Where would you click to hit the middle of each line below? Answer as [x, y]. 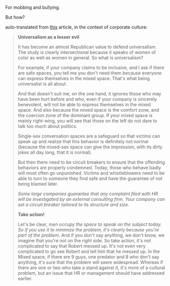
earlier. [25, 278]
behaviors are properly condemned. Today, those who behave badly [89, 167]
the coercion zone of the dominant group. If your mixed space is [85, 115]
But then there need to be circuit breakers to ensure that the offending [91, 162]
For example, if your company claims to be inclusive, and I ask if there [91, 68]
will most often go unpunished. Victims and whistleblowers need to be [91, 173]
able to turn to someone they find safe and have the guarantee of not [90, 178]
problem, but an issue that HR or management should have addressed [91, 273]
